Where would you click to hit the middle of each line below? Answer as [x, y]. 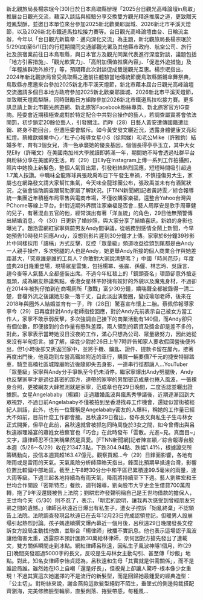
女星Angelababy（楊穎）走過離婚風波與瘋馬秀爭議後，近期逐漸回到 [106, 394]
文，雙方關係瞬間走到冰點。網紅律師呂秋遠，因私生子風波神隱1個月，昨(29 [99, 546]
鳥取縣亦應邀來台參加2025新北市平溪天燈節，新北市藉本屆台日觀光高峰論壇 [100, 84]
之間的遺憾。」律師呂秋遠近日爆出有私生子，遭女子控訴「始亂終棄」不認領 [103, 508]
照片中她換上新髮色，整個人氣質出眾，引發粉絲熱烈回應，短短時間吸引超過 [99, 168]
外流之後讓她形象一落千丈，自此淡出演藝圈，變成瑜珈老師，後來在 [109, 296]
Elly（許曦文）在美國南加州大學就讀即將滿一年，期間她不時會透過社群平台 [103, 152]
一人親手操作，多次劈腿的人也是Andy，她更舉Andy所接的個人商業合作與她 [99, 251]
